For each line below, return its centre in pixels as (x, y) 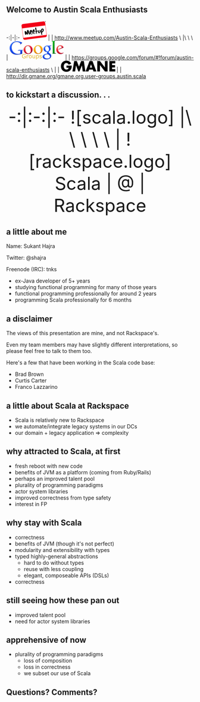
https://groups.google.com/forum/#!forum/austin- (132, 57)
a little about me (37, 232)
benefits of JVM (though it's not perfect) (65, 544)
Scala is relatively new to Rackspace (60, 420)
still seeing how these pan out (63, 601)
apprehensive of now (46, 640)
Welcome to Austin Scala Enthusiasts (77, 10)
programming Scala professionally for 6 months (73, 300)
